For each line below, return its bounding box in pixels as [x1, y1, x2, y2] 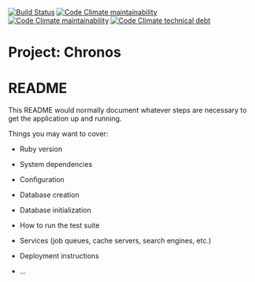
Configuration [19, 175, 65, 184]
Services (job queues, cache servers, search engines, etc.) [19, 236, 212, 246]
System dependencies [19, 160, 93, 169]
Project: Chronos [8, 43, 122, 61]
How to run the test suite [19, 221, 100, 230]
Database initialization [19, 206, 92, 215]
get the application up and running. [8, 114, 122, 124]
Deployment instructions [19, 251, 100, 261]
